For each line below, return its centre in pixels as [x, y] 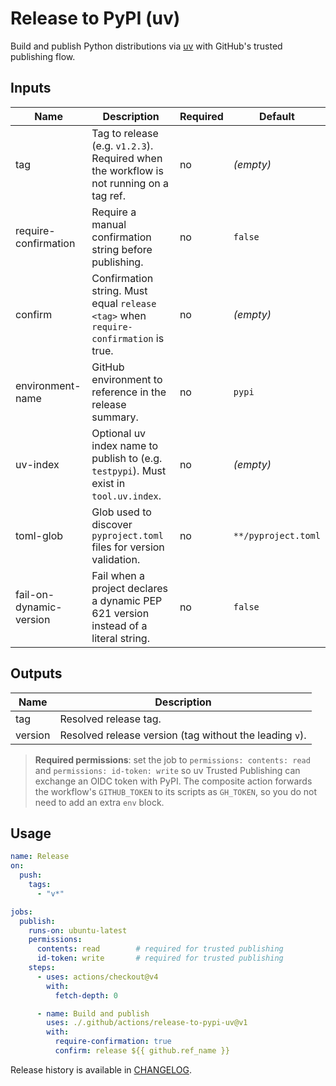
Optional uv [119, 433]
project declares [129, 588]
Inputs [31, 88]
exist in [108, 483]
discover [112, 524]
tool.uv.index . [126, 495]
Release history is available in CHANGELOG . [101, 1069]
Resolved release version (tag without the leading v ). [183, 735]
